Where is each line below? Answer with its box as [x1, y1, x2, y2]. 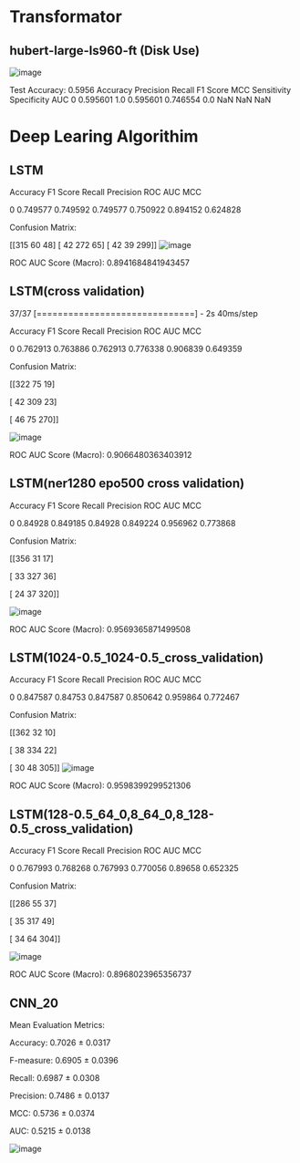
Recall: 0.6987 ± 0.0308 [9, 1073, 100, 1084]
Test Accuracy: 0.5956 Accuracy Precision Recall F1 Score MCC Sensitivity [9, 85, 292, 95]
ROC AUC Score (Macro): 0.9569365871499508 [9, 623, 191, 635]
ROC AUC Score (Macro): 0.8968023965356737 [9, 969, 191, 980]
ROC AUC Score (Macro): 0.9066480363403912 [9, 449, 192, 460]
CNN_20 [9, 995, 59, 1011]
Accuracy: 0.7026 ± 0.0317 [9, 1037, 111, 1048]
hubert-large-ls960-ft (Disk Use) [9, 43, 201, 58]
